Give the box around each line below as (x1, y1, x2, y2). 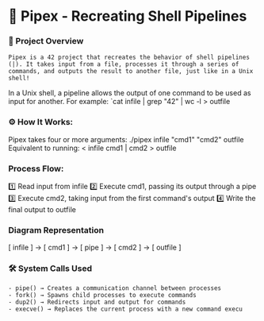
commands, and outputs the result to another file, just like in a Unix (8, 68, 254, 75)
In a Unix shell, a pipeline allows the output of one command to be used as (8, 88, 251, 98)
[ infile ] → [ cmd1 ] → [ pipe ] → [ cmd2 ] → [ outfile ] (8, 242, 182, 253)
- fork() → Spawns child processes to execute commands (8, 291, 197, 299)
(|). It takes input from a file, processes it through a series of (8, 60, 239, 68)
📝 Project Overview (8, 36, 84, 47)
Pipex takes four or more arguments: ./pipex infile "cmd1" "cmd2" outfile (8, 134, 244, 144)
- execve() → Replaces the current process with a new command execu (8, 305, 243, 313)
